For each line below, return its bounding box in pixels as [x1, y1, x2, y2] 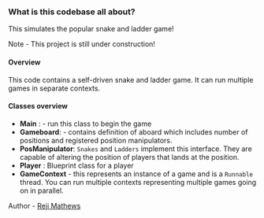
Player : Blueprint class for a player [19, 161, 134, 170]
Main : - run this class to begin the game [19, 119, 152, 128]
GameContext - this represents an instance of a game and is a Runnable [19, 168, 254, 179]
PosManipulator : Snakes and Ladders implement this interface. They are [19, 144, 252, 153]
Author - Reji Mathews [8, 201, 81, 210]
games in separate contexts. [8, 83, 101, 93]
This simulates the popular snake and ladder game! [8, 24, 175, 34]
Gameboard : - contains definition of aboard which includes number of [19, 127, 248, 136]
